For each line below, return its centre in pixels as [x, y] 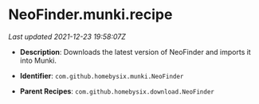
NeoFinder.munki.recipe [90, 15]
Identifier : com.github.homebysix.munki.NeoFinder [102, 75]
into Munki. [38, 60]
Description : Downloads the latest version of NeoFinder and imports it [135, 52]
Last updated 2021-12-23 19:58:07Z [67, 37]
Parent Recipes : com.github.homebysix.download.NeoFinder [117, 91]
